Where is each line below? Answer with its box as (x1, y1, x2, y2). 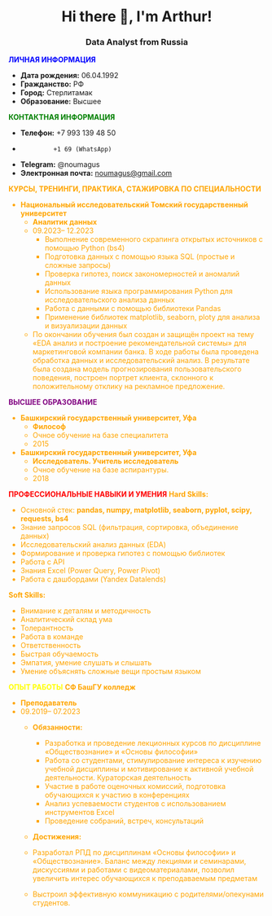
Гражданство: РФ (20, 79, 84, 89)
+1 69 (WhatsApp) (53, 146, 112, 154)
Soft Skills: (8, 590, 46, 600)
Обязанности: (32, 722, 83, 732)
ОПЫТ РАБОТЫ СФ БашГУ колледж (8, 682, 136, 692)
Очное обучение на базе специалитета (32, 431, 169, 440)
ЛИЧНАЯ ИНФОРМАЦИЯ (8, 55, 96, 64)
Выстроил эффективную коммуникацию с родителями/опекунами (32, 889, 265, 899)
